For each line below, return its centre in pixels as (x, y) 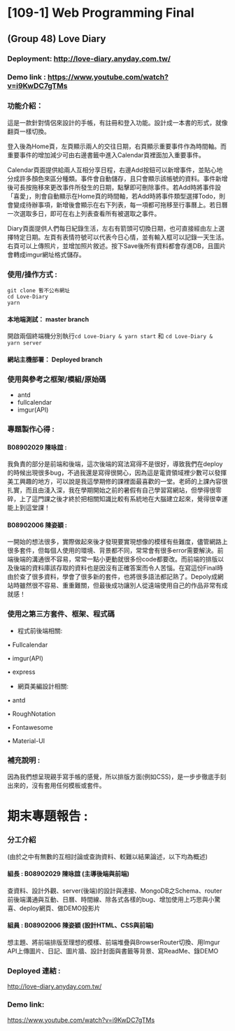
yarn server (24, 343)
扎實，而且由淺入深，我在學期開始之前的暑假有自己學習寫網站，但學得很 (111, 490)
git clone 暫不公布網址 (38, 291)
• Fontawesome (30, 727)
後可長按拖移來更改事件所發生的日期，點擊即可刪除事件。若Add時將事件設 (114, 187)
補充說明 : (24, 760)
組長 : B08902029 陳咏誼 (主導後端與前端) (69, 874)
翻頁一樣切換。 (29, 131)
